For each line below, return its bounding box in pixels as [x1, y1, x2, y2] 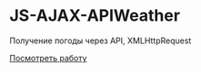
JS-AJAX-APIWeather [9, 5, 180, 26]
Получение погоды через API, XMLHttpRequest [9, 35, 192, 46]
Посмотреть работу [9, 52, 87, 63]
